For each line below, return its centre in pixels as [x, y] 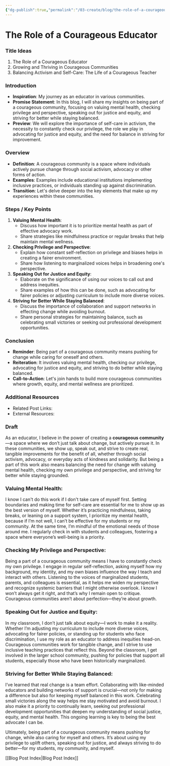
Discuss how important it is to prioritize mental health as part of [86, 225]
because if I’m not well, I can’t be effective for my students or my [73, 521]
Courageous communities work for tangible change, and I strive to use [79, 644]
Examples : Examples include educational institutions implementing [82, 180]
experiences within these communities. [53, 196]
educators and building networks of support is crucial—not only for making [83, 690]
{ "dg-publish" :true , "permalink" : [40, 10]
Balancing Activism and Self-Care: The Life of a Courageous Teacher [84, 73]
